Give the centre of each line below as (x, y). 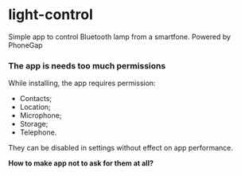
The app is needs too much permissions (87, 65)
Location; (35, 107)
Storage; (34, 124)
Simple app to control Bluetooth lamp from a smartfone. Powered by (120, 37)
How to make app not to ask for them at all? (81, 163)
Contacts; (36, 99)
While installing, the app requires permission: (82, 83)
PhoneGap (25, 45)
